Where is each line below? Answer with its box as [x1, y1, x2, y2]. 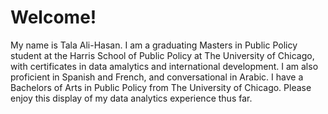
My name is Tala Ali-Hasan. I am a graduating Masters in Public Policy [10, 39, 298, 51]
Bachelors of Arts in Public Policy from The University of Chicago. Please [10, 81, 312, 93]
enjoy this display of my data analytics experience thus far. [10, 92, 253, 104]
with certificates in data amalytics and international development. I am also [10, 60, 319, 72]
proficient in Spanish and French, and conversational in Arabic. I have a [10, 71, 304, 83]
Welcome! [10, 6, 97, 29]
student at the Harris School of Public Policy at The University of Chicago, [10, 49, 315, 61]
